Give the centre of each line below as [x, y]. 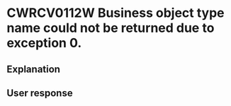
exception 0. [44, 43]
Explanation [34, 69]
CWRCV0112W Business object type [115, 13]
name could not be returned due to [111, 28]
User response [40, 93]
